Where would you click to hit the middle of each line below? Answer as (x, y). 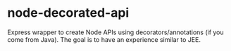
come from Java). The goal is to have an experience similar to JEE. (104, 39)
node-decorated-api (68, 13)
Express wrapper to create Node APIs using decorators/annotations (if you (115, 32)
